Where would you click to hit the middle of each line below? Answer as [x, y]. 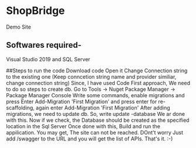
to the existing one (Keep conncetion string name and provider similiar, [91, 76]
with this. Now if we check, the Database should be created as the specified [98, 120]
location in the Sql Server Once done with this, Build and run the [83, 126]
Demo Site [18, 27]
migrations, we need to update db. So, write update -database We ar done [96, 114]
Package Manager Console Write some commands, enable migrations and [95, 95]
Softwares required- [44, 45]
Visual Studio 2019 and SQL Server [48, 59]
